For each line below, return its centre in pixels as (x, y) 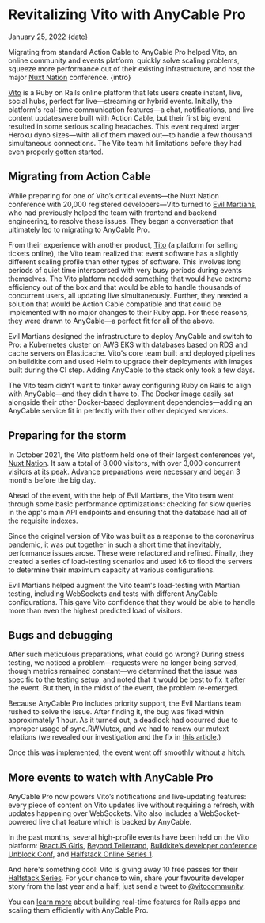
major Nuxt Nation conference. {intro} (70, 77)
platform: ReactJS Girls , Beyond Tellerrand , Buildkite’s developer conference (133, 846)
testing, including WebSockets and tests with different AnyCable (113, 594)
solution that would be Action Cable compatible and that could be (115, 304)
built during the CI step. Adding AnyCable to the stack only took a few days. (132, 370)
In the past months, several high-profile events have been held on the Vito (129, 837)
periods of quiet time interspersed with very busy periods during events (125, 270)
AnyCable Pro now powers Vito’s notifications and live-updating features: (127, 797)
